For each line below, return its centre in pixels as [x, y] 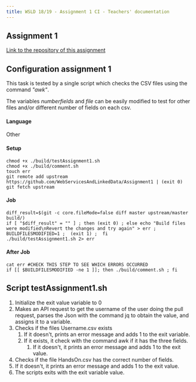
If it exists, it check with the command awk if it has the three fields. [106, 340]
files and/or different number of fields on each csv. [69, 107]
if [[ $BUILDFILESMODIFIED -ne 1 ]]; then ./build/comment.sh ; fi [92, 270]
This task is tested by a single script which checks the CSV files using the [97, 84]
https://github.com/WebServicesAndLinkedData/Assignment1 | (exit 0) [95, 182]
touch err [19, 171]
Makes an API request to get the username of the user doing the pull [99, 309]
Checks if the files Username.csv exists [63, 328]
